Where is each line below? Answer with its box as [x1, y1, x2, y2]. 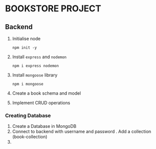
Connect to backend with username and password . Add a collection [12, 129, 152, 135]
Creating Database [5, 112, 51, 119]
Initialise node [12, 36, 41, 41]
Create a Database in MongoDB [12, 123, 77, 129]
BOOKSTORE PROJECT [5, 3, 101, 14]
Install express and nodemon [12, 54, 67, 60]
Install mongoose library [12, 72, 58, 78]
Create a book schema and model [12, 90, 81, 96]
